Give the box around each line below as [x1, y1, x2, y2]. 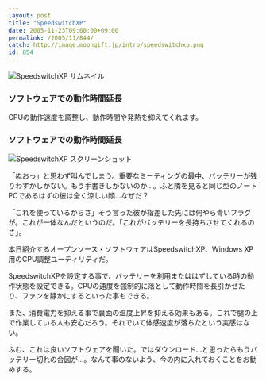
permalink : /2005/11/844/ [8, 33, 94, 42]
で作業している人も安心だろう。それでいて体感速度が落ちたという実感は [8, 317, 244, 327]
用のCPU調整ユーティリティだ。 [8, 254, 113, 264]
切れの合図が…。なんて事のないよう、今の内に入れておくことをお [35, 354, 250, 364]
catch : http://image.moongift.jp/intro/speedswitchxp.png [8, 41, 204, 49]
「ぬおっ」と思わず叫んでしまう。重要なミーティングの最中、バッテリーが [8, 171, 251, 180]
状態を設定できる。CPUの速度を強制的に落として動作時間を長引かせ [14, 281, 238, 291]
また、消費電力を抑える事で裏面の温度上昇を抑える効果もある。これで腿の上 [8, 307, 258, 317]
